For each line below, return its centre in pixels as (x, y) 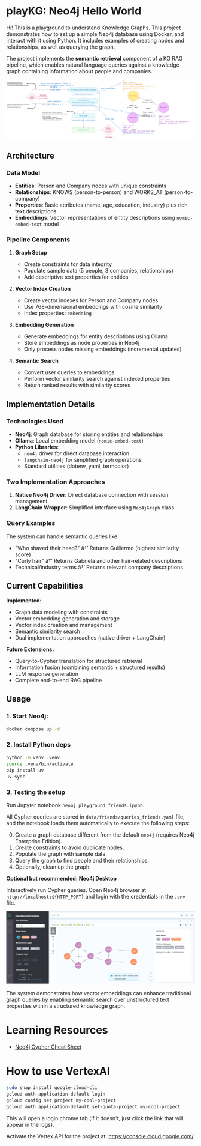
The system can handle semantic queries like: (63, 536)
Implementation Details (51, 404)
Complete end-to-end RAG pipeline (58, 680)
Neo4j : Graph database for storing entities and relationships (89, 434)
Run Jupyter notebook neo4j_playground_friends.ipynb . (75, 805)
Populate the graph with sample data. (61, 854)
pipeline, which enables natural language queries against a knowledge (93, 65)
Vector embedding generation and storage (67, 618)
